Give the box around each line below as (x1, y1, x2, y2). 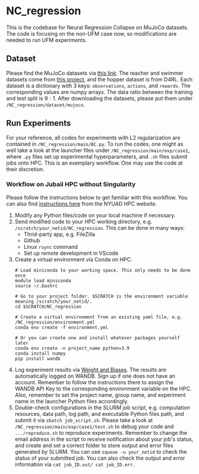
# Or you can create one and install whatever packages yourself (14, 334, 180, 341)
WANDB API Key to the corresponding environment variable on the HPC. (14, 385, 192, 392)
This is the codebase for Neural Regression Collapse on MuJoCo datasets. (6, 24, 189, 31)
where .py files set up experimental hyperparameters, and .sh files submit (6, 153, 188, 160)
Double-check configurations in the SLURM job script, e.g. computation (14, 404, 190, 411)
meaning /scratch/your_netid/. (14, 298, 93, 304)
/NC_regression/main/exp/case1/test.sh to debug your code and (14, 423, 174, 430)
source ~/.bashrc (14, 283, 58, 289)
